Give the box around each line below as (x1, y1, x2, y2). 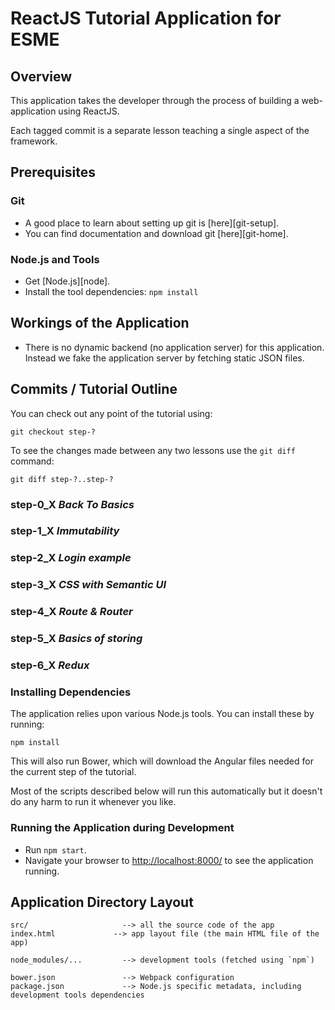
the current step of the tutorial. (10, 766, 137, 778)
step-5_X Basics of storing (10, 632, 143, 646)
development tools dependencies (10, 990, 145, 1001)
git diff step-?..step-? (10, 474, 114, 484)
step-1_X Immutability (10, 524, 120, 538)
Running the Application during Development (10, 821, 235, 835)
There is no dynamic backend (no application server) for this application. (24, 341, 325, 353)
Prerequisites (10, 164, 96, 181)
